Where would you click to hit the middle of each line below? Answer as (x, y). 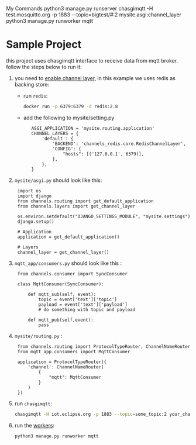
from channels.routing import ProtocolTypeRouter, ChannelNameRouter (104, 346)
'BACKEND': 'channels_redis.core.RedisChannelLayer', (119, 144)
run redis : (35, 95)
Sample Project (44, 45)
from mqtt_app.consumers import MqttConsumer (74, 351)
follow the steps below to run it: (44, 67)
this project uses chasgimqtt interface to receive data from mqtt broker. (92, 60)
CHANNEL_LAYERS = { (55, 133)
